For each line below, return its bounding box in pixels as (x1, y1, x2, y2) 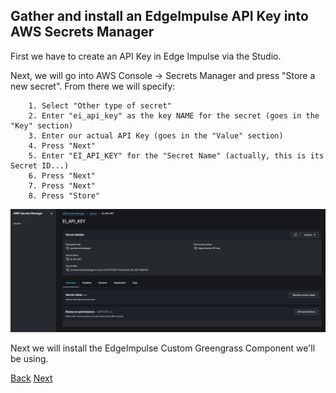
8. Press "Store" (28, 190, 101, 201)
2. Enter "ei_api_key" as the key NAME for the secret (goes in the (28, 110, 320, 121)
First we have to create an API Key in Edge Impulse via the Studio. (10, 50, 282, 62)
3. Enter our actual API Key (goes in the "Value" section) (28, 130, 284, 141)
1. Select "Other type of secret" (28, 100, 172, 111)
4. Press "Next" (28, 140, 97, 151)
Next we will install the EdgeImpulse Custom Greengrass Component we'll (10, 342, 316, 354)
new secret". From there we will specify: (10, 80, 176, 92)
